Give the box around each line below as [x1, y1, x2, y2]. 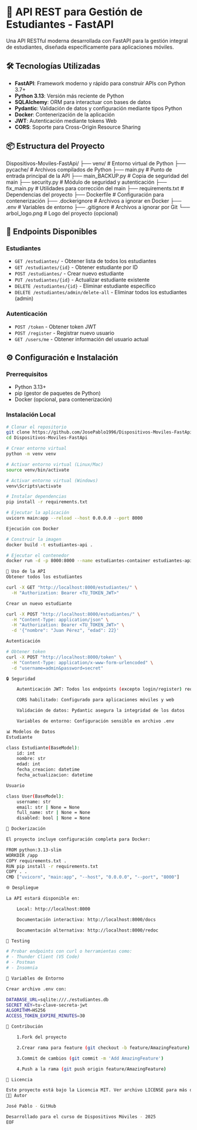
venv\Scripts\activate [6, 483, 62, 489]
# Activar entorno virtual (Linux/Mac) [6, 461, 104, 468]
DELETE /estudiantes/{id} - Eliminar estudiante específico [14, 282, 156, 290]
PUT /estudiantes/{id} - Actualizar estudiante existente [14, 276, 150, 284]
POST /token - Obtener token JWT [14, 323, 97, 330]
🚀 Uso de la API [6, 569, 46, 574]
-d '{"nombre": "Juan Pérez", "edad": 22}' [11, 628, 119, 634]
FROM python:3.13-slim [6, 847, 62, 853]
